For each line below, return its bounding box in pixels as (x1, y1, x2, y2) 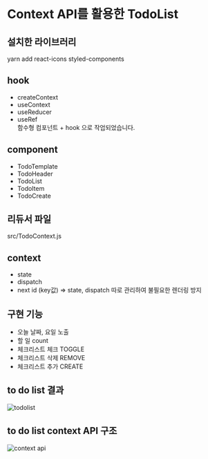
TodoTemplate (17, 162, 58, 170)
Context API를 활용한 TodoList (7, 6, 179, 22)
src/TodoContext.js (7, 232, 62, 241)
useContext (17, 100, 50, 109)
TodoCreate (17, 191, 52, 200)
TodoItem (17, 184, 45, 192)
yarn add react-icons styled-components (7, 55, 124, 63)
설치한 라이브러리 (7, 36, 77, 48)
